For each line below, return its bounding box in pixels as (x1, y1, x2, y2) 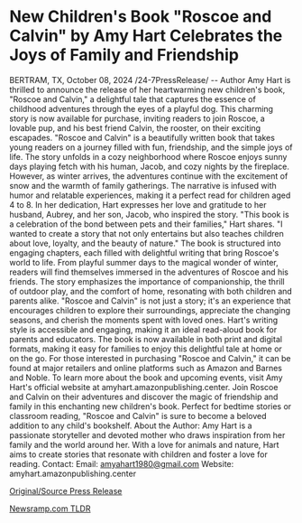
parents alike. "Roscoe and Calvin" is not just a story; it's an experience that (9, 295, 291, 306)
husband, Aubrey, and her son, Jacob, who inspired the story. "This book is (9, 209, 290, 219)
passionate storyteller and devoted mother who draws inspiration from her (9, 429, 286, 440)
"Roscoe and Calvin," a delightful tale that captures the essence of (9, 93, 257, 105)
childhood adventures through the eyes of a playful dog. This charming (9, 103, 273, 114)
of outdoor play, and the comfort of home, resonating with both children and (9, 285, 293, 296)
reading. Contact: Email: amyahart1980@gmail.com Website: (9, 458, 234, 469)
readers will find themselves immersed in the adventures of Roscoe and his (9, 266, 289, 277)
